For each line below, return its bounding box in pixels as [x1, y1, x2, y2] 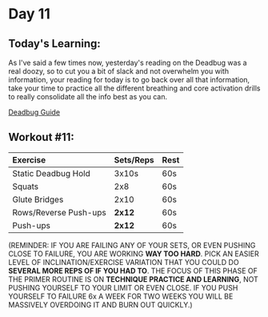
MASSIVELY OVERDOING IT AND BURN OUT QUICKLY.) [8, 299, 194, 309]
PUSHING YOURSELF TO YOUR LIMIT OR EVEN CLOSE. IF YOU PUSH [8, 283, 238, 292]
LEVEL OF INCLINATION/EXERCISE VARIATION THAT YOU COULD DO [8, 257, 239, 267]
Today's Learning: [8, 37, 102, 50]
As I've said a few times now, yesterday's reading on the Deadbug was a [8, 58, 247, 67]
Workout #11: [8, 130, 74, 144]
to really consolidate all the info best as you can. [8, 92, 168, 101]
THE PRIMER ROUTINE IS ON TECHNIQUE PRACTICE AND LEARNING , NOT [8, 274, 258, 284]
